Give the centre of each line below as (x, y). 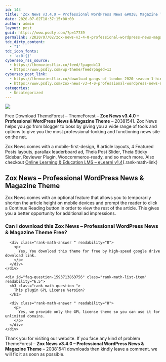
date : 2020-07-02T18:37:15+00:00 (40, 19)
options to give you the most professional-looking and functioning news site (83, 132)
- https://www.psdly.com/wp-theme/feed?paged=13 (61, 70)
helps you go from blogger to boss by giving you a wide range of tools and (81, 126)
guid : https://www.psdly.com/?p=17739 (45, 33)
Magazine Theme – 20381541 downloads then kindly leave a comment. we (81, 349)
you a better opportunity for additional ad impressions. (61, 213)
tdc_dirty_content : (25, 42)
